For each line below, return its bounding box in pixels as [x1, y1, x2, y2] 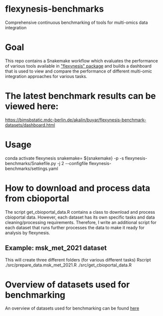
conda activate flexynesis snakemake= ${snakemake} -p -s [5, 155, 124, 161]
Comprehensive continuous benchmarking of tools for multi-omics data [5, 19, 148, 25]
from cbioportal [5, 193, 69, 204]
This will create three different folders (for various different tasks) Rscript [5, 257, 151, 262]
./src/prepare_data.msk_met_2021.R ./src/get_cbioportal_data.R [5, 262, 132, 268]
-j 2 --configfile [57, 160, 88, 166]
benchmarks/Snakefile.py [5, 160, 56, 166]
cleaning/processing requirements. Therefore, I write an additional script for [5, 219, 157, 225]
